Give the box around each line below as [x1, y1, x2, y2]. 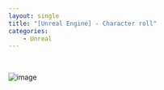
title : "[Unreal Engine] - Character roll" [8, 19, 158, 28]
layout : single [8, 11, 60, 20]
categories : [8, 27, 48, 35]
